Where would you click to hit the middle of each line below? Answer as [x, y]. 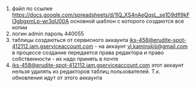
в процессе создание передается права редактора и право [88, 52]
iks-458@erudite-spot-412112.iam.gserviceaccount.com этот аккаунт [98, 65]
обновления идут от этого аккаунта [57, 78]
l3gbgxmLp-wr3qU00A [41, 21]
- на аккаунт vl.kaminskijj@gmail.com [141, 46]
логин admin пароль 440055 [48, 34]
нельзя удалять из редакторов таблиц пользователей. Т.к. [86, 71]
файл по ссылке [32, 9]
